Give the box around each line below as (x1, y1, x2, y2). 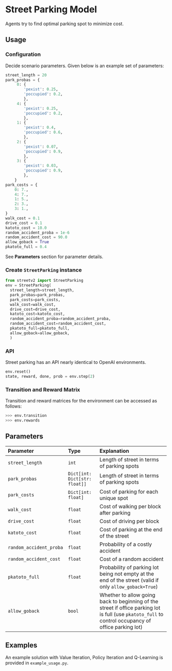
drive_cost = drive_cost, (10, 306, 60, 312)
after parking (99, 509, 131, 516)
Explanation (99, 447, 130, 454)
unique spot (99, 494, 128, 502)
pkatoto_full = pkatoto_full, (10, 326, 70, 331)
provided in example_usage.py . (5, 660, 69, 666)
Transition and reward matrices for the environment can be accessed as (5, 398, 157, 404)
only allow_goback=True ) (99, 583, 158, 590)
